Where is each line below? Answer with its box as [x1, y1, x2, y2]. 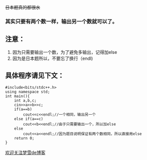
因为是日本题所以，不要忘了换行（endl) [12, 55, 93, 61]
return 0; [14, 136, 35, 141]
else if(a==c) [14, 116, 43, 121]
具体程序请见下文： [5, 71, 64, 80]
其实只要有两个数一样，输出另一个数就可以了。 [5, 18, 118, 25]
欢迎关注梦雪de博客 [5, 149, 46, 156]
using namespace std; [5, 89, 50, 94]
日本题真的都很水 [5, 4, 40, 10]
